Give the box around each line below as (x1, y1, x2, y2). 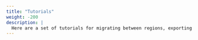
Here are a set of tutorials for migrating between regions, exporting (11, 25, 193, 31)
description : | (6, 19, 44, 25)
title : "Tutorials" (6, 8, 55, 15)
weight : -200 (6, 14, 39, 20)
